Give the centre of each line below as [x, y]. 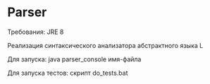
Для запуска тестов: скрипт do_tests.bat [68, 73]
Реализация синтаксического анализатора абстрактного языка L [105, 45]
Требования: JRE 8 [36, 32]
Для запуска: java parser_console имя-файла [74, 59]
